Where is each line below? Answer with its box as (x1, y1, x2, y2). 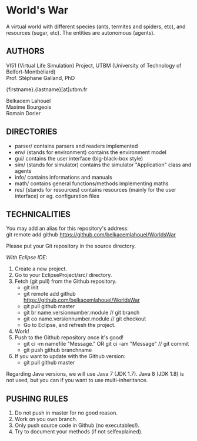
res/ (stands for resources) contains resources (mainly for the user (14, 186, 176, 193)
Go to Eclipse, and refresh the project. (23, 322, 116, 329)
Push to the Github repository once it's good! (14, 334, 124, 341)
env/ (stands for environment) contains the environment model (14, 148, 166, 156)
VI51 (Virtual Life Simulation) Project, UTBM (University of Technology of (6, 62, 182, 69)
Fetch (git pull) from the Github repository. (14, 278, 117, 285)
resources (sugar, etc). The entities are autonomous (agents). (6, 29, 155, 36)
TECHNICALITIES (6, 209, 71, 219)
